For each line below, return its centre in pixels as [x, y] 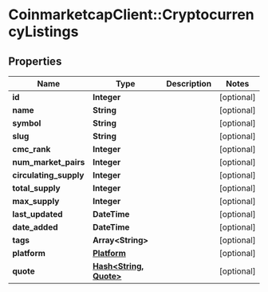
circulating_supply [48, 175]
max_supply [36, 201]
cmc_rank [32, 149]
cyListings [43, 32]
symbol [27, 123]
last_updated [37, 214]
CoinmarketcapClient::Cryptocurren [131, 15]
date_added [35, 227]
